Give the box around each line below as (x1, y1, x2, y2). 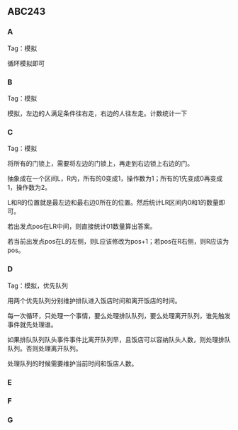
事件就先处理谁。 (7, 320, 57, 329)
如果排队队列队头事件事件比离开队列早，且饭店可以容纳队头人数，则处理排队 (7, 335, 231, 344)
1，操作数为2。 (7, 183, 52, 192)
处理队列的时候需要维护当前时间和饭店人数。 (7, 359, 138, 368)
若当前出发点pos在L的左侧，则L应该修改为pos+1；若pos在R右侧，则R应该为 (7, 237, 229, 246)
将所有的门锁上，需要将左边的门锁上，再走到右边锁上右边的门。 (7, 159, 193, 168)
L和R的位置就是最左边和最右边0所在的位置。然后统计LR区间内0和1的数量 (7, 198, 220, 207)
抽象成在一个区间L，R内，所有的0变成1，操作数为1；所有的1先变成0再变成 (7, 174, 223, 183)
